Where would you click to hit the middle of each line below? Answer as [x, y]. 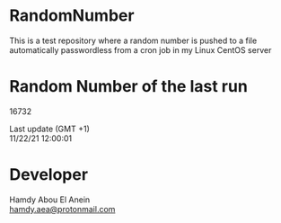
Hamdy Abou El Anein [50, 200]
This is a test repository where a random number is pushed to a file [133, 40]
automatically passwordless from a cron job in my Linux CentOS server [140, 49]
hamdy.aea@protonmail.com [62, 209]
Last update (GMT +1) [49, 129]
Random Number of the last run [129, 87]
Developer [48, 175]
